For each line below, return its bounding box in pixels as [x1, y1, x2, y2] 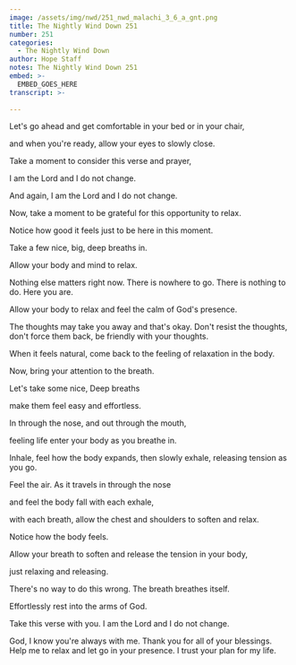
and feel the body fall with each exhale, [9, 497, 155, 507]
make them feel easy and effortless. [9, 401, 141, 411]
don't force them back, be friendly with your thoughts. [9, 331, 209, 341]
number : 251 [9, 30, 54, 39]
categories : [9, 38, 54, 47]
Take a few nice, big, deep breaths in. [9, 243, 148, 254]
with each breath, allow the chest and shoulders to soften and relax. [9, 514, 259, 525]
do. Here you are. [9, 287, 73, 298]
